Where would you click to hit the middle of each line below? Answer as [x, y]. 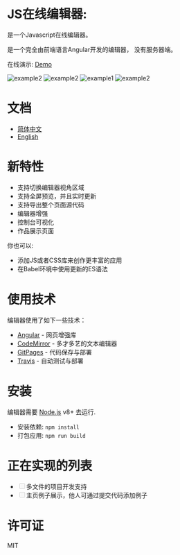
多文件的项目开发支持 [56, 486]
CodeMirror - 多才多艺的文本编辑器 [67, 343]
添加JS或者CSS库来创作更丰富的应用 [70, 260]
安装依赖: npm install [48, 427]
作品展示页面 [35, 230]
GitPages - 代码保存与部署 [54, 352]
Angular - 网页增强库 [47, 334]
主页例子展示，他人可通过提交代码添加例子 [87, 495]
